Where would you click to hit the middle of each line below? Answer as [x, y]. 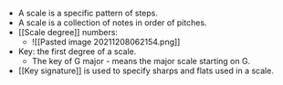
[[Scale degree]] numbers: [68, 32]
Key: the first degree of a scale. [77, 52]
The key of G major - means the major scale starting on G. [141, 61]
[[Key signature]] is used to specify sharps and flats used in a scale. [146, 71]
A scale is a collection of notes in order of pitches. [112, 23]
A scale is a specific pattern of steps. [88, 13]
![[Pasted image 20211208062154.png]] [106, 42]
